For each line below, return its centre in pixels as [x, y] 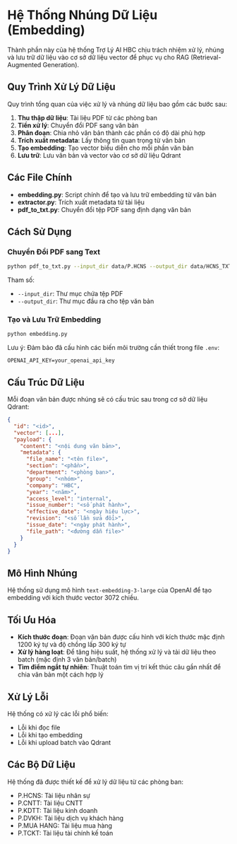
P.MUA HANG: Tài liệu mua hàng [65, 825]
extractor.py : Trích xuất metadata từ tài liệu [81, 202]
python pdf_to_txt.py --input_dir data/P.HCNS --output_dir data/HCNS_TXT [120, 266]
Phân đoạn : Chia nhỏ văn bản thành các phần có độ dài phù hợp [111, 133]
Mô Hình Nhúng [42, 573]
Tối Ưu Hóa [32, 620]
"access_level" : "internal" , [69, 498]
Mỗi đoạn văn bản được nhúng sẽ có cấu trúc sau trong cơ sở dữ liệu [108, 399]
